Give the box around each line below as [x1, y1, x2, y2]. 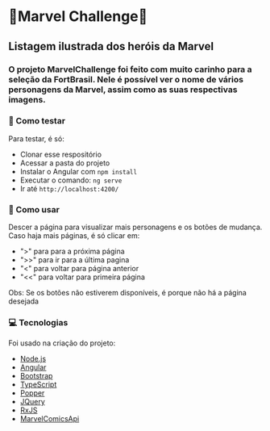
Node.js [19, 354, 47, 364]
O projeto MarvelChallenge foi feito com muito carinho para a [8, 64, 252, 75]
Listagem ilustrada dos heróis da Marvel [8, 40, 214, 53]
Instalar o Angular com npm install [19, 166, 138, 176]
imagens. [8, 94, 46, 105]
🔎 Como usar [8, 203, 60, 215]
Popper [19, 388, 45, 398]
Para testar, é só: [8, 133, 64, 144]
